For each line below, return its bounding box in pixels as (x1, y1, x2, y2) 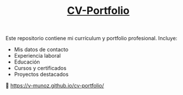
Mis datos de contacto (14, 45, 69, 53)
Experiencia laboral (14, 52, 61, 59)
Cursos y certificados (14, 64, 67, 71)
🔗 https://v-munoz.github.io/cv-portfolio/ (5, 82, 104, 89)
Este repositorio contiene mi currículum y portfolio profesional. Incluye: (5, 34, 178, 41)
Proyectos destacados (14, 71, 69, 78)
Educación (14, 58, 41, 65)
